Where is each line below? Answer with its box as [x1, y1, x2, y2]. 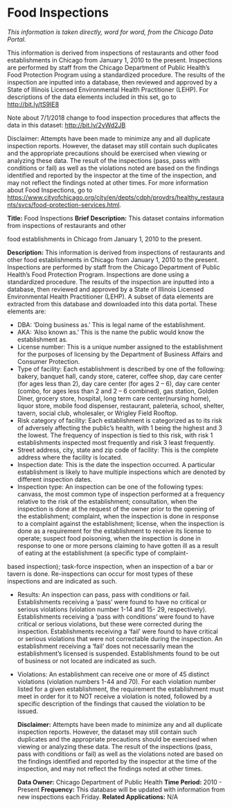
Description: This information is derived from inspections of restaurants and [7, 248, 225, 256]
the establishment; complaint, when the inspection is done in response [17, 511, 220, 520]
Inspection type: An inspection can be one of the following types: [17, 482, 204, 491]
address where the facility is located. [17, 453, 123, 462]
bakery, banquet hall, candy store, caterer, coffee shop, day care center [17, 372, 223, 380]
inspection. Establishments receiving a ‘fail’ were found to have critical [17, 627, 218, 635]
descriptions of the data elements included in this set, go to [7, 92, 177, 101]
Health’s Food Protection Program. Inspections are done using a [7, 270, 189, 279]
